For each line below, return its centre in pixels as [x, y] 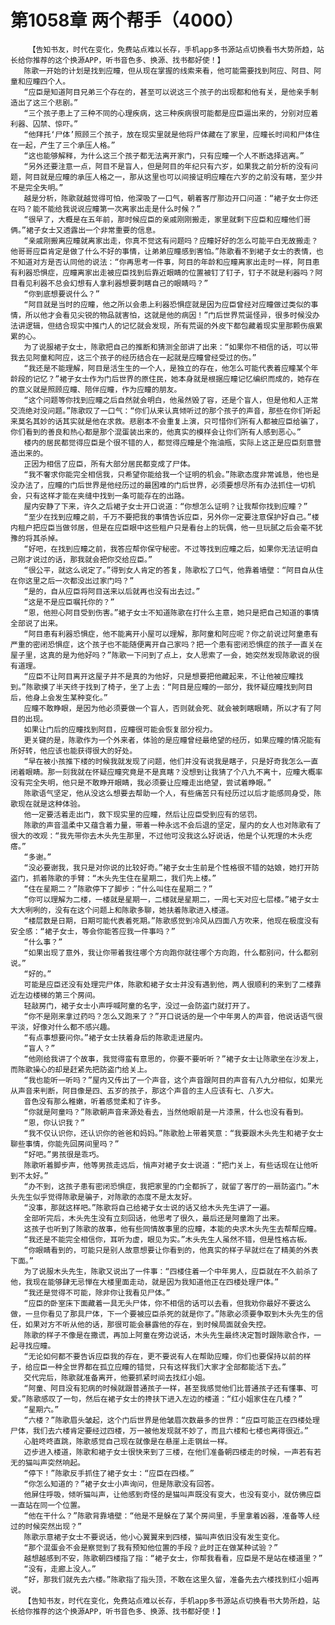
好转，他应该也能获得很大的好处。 [77, 751]
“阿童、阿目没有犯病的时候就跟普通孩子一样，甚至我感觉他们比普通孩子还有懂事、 [167, 1388]
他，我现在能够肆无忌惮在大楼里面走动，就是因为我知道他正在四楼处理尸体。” [145, 1282]
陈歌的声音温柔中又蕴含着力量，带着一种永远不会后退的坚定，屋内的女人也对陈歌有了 [172, 825]
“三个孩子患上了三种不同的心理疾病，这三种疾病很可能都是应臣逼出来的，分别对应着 [171, 113]
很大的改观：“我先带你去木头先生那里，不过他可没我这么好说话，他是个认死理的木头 [157, 836]
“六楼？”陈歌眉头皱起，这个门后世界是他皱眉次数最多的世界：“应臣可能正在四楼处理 [171, 1420]
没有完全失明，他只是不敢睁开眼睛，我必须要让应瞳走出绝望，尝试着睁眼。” [141, 782]
